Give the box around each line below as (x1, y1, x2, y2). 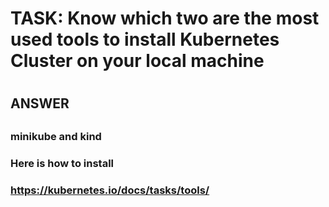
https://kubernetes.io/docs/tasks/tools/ (10, 183, 210, 197)
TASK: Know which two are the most (10, 7, 320, 30)
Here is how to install (10, 156, 115, 170)
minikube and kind (10, 129, 102, 143)
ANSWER (10, 95, 70, 112)
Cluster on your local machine (10, 50, 265, 72)
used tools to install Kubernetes (10, 28, 280, 51)
